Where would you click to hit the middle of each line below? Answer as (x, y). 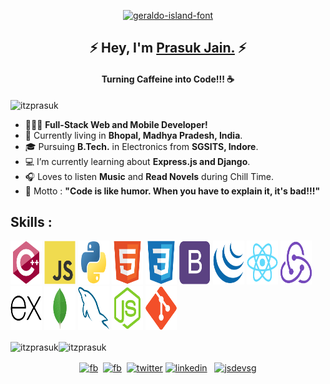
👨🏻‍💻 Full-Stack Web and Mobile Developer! (116, 124)
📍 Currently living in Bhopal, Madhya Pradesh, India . (133, 135)
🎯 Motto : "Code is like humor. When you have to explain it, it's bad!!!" (172, 191)
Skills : (31, 221)
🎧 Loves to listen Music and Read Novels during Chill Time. (149, 176)
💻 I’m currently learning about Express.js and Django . (137, 161)
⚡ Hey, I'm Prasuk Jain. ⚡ (168, 48)
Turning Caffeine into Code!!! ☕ (168, 79)
